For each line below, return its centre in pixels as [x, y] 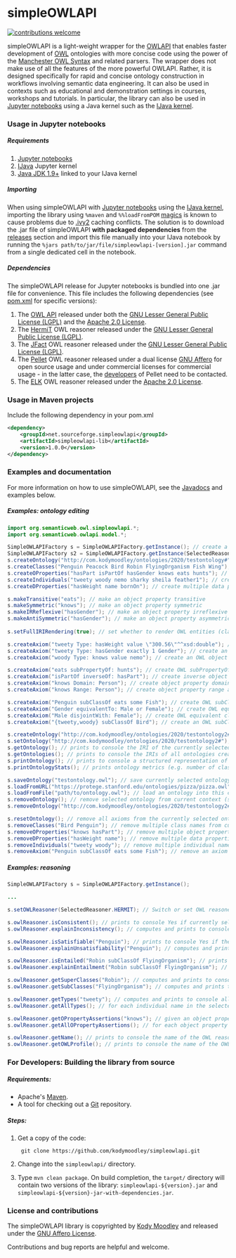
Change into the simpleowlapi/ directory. [77, 1164]
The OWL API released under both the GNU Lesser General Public [113, 314]
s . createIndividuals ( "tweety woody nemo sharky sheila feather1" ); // [113, 580]
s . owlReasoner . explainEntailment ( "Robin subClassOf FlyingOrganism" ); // [118, 968]
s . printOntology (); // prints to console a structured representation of [118, 760]
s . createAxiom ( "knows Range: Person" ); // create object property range [116, 690]
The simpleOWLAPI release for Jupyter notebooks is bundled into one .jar [114, 285]
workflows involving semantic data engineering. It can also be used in [108, 83]
